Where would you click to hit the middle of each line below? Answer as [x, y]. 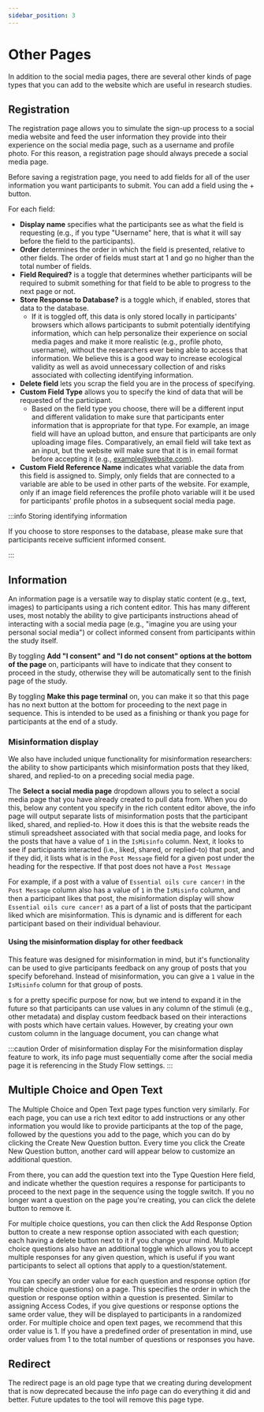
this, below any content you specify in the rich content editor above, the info [132, 808]
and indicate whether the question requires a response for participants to [127, 1183]
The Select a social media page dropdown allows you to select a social [124, 791]
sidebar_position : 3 [42, 15]
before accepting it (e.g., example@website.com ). [113, 459]
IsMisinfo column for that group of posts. [76, 984]
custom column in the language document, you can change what [113, 1033]
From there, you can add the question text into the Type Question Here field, [132, 1175]
